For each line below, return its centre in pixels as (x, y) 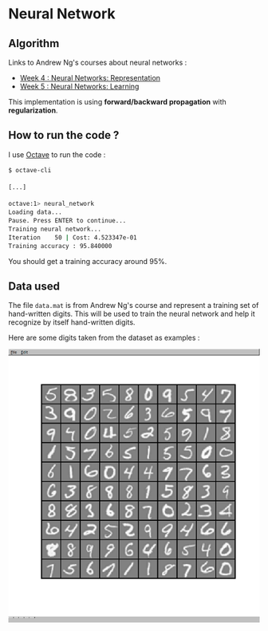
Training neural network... (55, 229)
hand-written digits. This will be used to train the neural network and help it (132, 314)
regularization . (33, 110)
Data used (34, 286)
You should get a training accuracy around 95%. (88, 261)
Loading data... (35, 212)
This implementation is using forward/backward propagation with (118, 102)
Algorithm (34, 43)
